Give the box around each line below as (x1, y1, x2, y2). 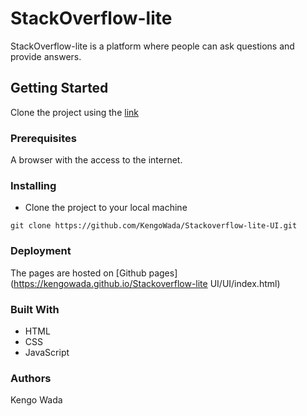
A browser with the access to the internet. (10, 154, 183, 166)
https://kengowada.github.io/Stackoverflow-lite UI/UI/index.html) (13, 277, 281, 289)
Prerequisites (10, 131, 77, 145)
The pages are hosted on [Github (10, 267, 147, 279)
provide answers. (10, 50, 82, 62)
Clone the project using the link (10, 106, 139, 118)
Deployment (10, 244, 72, 258)
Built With (10, 302, 60, 316)
